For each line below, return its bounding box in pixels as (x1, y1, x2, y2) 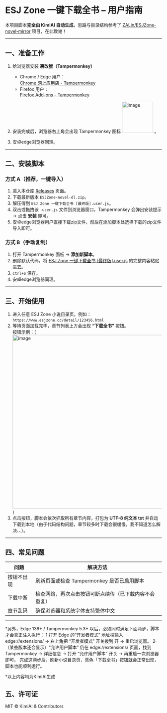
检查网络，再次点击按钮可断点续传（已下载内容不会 (35, 590, 155, 597)
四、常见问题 (5, 548, 45, 556)
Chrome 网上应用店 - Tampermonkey (19, 80, 96, 86)
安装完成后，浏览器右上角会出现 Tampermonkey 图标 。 (12, 128, 159, 134)
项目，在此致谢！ (31, 28, 67, 34)
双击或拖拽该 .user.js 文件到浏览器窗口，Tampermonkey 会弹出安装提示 (12, 206, 162, 212)
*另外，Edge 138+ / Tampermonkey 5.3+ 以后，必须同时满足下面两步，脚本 (5, 626, 160, 632)
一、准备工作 (5, 49, 45, 57)
